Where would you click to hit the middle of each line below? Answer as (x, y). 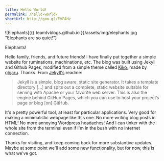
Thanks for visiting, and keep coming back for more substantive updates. (79, 143)
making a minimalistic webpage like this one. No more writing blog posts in (80, 118)
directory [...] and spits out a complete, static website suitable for (83, 87)
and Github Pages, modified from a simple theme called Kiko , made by (76, 67)
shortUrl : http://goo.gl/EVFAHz (38, 19)
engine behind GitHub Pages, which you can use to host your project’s (88, 98)
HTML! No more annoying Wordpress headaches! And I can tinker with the (80, 123)
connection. (17, 134)
